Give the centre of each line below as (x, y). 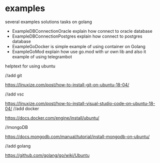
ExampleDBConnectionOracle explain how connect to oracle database (82, 31)
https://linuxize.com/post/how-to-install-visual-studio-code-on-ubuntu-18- (80, 103)
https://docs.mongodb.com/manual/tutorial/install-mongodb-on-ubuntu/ (77, 136)
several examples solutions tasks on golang (48, 22)
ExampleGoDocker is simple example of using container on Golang (79, 46)
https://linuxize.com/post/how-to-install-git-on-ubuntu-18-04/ (67, 84)
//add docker (26, 109)
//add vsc (15, 94)
